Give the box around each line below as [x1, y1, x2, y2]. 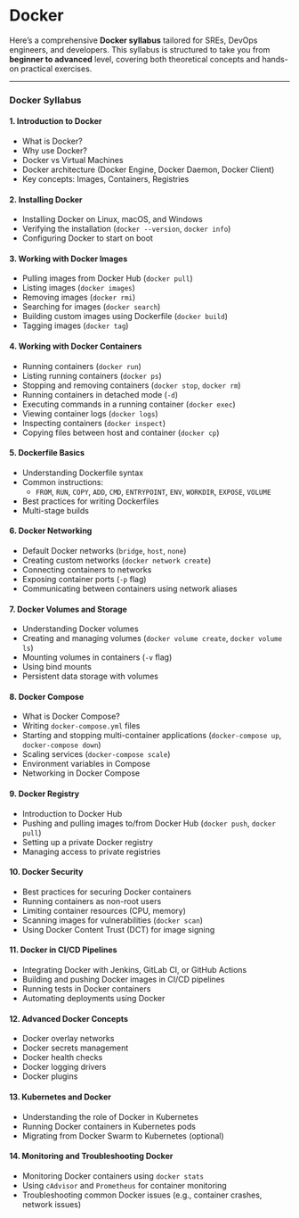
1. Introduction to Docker [9, 116, 102, 127]
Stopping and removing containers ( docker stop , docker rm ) [21, 380, 242, 391]
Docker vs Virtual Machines [21, 155, 124, 166]
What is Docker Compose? [21, 711, 120, 722]
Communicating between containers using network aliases [21, 583, 238, 594]
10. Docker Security [9, 867, 84, 877]
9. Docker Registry [9, 788, 80, 799]
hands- [262, 53, 289, 64]
